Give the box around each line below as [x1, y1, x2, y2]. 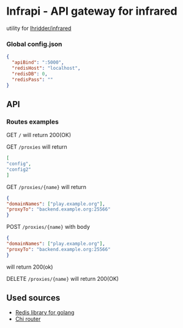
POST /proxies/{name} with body [6, 223, 90, 231]
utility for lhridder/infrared [6, 24, 72, 32]
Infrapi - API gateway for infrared [6, 4, 177, 18]
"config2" [6, 166, 32, 173]
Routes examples [6, 117, 59, 126]
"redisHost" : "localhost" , [12, 65, 81, 71]
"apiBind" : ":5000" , [12, 59, 64, 65]
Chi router [15, 315, 41, 322]
